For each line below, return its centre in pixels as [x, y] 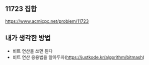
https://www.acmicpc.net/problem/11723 [47, 21]
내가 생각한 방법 [28, 38]
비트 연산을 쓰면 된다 [32, 51]
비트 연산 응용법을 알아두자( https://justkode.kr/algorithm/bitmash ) [78, 57]
